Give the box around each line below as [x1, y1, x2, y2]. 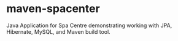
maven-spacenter [6, 2, 100, 16]
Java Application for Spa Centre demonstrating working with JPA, [6, 22, 172, 29]
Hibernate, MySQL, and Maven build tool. [6, 28, 110, 35]
